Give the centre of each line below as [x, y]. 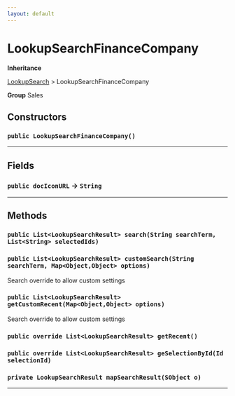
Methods [27, 216]
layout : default [31, 14]
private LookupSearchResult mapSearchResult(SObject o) [104, 377]
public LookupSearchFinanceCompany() [72, 136]
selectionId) [29, 360]
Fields [21, 165]
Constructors [37, 117]
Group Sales [25, 95]
